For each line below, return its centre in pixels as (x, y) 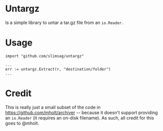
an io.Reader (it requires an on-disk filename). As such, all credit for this (80, 117)
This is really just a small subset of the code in (53, 107)
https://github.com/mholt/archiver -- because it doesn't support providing (81, 112)
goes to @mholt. (22, 123)
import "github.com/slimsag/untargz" (45, 56)
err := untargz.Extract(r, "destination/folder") (58, 69)
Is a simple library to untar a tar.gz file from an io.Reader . (64, 22)
